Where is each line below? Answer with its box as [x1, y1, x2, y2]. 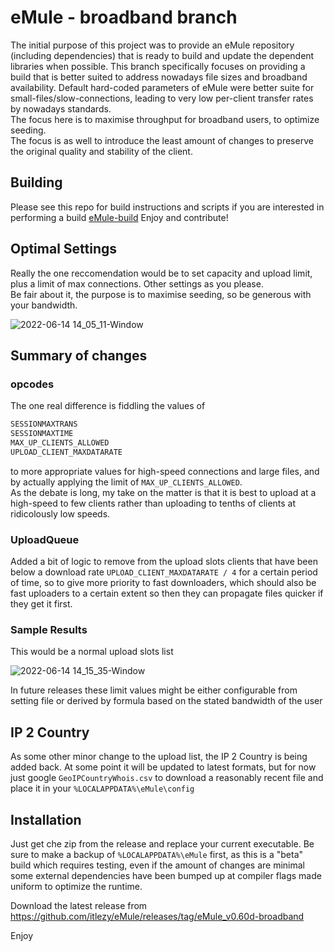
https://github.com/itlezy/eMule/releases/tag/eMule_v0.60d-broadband [10, 910, 305, 922]
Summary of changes [10, 347, 148, 364]
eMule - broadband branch [10, 6, 238, 29]
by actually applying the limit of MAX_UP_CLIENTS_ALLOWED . [10, 476, 243, 488]
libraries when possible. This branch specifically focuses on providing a [10, 60, 306, 72]
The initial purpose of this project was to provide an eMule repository [10, 39, 295, 51]
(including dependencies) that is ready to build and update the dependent [10, 49, 315, 61]
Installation [10, 811, 82, 828]
